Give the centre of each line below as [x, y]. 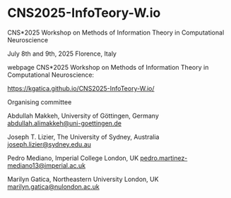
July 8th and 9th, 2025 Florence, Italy [62, 54]
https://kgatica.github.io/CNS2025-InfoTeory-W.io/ [81, 88]
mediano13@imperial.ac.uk [47, 165]
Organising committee [40, 102]
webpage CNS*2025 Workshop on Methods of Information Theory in [108, 67]
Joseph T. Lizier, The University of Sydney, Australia [83, 137]
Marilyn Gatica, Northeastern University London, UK [83, 179]
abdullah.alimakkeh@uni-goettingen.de [65, 123]
